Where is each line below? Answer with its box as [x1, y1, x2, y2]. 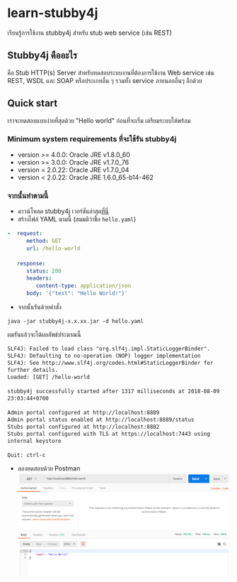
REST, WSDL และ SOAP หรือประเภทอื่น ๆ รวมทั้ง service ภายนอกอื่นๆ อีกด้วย [7, 76, 202, 84]
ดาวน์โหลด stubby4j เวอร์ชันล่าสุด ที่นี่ [17, 207, 109, 216]
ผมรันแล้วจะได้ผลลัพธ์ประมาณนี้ [7, 330, 81, 339]
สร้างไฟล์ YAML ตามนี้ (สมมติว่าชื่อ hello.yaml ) [17, 215, 137, 224]
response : [16, 260, 46, 267]
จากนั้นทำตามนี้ [7, 190, 49, 200]
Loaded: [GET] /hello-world [7, 374, 91, 381]
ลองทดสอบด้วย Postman [17, 464, 81, 473]
